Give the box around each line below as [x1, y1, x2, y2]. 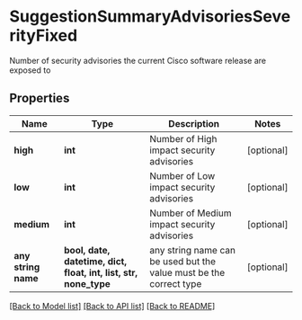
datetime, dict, [64, 254, 128, 267]
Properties [9, 91, 70, 106]
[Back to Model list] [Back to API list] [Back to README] [9, 300, 216, 311]
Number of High [149, 132, 218, 145]
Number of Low [149, 169, 216, 182]
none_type [64, 277, 111, 289]
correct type [149, 277, 202, 289]
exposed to [9, 65, 51, 76]
